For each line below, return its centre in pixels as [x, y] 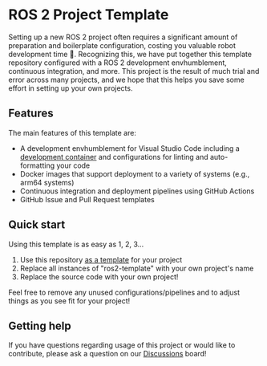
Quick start [37, 225]
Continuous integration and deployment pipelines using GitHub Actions [137, 191]
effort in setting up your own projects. [71, 88]
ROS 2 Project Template [89, 15]
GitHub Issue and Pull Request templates [87, 199]
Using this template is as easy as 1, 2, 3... [76, 244]
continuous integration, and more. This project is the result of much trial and [134, 71]
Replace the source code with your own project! [99, 277]
